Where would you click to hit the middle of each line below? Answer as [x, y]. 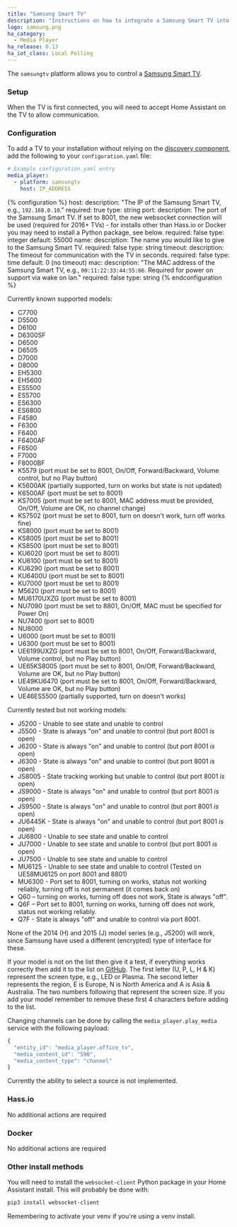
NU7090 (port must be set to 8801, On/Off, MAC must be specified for [120, 605]
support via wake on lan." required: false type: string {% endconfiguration [115, 278]
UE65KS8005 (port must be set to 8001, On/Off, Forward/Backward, [117, 666]
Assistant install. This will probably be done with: [79, 1189]
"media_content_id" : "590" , [55, 1054]
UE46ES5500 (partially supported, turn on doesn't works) [102, 696]
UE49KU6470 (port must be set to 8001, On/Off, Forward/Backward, [117, 681]
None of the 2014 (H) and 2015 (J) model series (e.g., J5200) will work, [111, 932]
